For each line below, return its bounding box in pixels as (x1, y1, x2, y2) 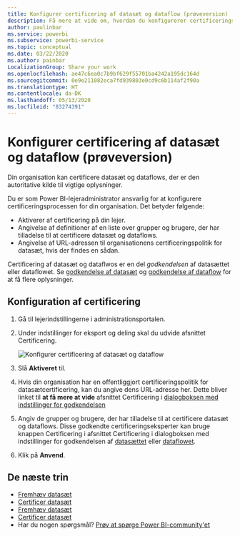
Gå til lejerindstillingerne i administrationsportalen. (17, 315, 166, 323)
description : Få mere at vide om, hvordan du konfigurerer (7, 17, 187, 24)
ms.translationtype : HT (7, 84, 79, 91)
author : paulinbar (7, 24, 62, 31)
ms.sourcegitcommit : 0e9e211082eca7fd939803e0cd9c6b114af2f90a (7, 76, 200, 84)
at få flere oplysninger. (7, 275, 74, 283)
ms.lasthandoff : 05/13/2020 (7, 97, 91, 104)
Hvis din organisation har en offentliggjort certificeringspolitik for (17, 378, 209, 386)
